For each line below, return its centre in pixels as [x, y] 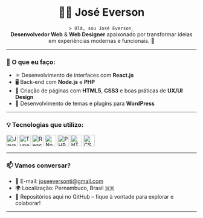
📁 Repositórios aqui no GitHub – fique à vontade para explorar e [94, 196]
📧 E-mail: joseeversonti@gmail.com [59, 181]
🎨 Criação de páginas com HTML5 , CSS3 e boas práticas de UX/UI [99, 91]
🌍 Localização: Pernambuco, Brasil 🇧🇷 [65, 188]
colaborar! [28, 203]
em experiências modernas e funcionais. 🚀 [101, 40]
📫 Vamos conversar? [39, 165]
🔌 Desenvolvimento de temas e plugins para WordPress [85, 104]
